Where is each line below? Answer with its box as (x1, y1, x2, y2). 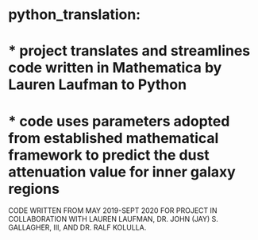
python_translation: (8, 6, 141, 24)
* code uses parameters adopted (8, 112, 230, 130)
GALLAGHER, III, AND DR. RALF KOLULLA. (8, 223, 147, 232)
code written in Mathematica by (8, 59, 222, 77)
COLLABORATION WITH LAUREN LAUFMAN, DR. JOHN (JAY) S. (8, 215, 218, 224)
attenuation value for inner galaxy (8, 163, 236, 180)
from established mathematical (8, 129, 219, 147)
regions (8, 180, 60, 198)
